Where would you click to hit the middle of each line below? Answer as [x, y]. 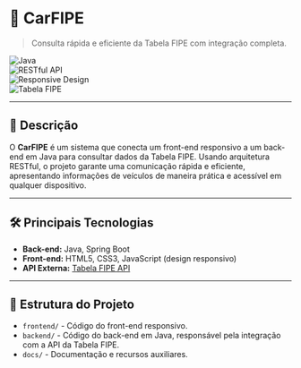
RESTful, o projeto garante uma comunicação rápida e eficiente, [128, 166]
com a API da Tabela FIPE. [71, 345]
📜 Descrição [44, 126]
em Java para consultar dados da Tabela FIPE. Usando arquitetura [148, 157]
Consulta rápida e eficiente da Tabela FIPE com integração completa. [159, 43]
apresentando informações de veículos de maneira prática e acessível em [146, 175]
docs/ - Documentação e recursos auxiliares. [105, 355]
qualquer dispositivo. [48, 185]
